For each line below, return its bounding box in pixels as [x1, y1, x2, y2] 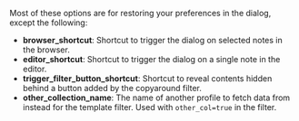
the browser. [22, 44, 70, 55]
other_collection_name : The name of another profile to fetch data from [22, 92, 291, 103]
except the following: [9, 17, 88, 28]
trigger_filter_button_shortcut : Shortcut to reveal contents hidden [22, 73, 273, 84]
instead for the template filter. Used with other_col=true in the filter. [22, 102, 277, 112]
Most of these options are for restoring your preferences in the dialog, [9, 8, 272, 18]
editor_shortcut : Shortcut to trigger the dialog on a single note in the [22, 54, 281, 64]
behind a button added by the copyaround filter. [22, 83, 203, 93]
